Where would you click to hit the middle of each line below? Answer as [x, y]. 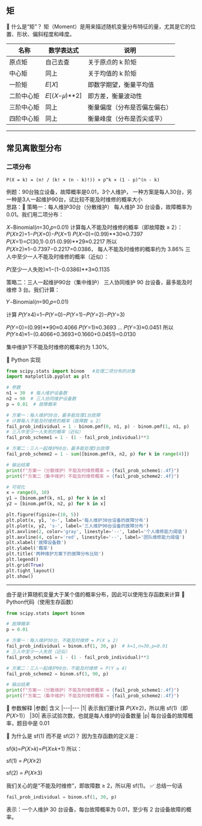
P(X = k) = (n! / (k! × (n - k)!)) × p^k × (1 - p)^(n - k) [83, 180]
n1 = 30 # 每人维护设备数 [37, 393]
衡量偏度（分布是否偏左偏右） [130, 107]
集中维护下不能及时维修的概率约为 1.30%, [58, 347]
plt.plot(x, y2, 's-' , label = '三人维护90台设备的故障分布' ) [78, 526]
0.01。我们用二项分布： [35, 214]
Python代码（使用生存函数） [41, 602]
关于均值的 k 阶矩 [112, 73]
